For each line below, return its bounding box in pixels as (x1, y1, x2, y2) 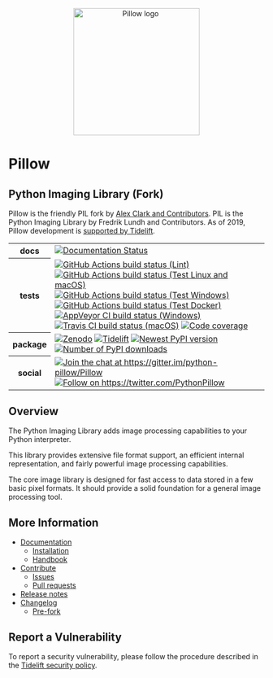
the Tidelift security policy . (8, 660, 97, 670)
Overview (8, 404, 59, 418)
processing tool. (8, 492, 63, 502)
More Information (8, 515, 99, 529)
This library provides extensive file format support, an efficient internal (8, 450, 245, 460)
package (12, 339, 47, 350)
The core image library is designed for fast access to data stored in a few (8, 475, 253, 484)
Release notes (19, 589, 68, 599)
